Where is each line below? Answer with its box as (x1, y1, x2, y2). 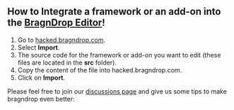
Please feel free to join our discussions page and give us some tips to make (7, 87, 228, 95)
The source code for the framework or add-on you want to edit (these (17, 50, 221, 59)
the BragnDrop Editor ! (7, 17, 106, 29)
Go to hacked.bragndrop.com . (17, 35, 106, 44)
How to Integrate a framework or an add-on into (7, 6, 221, 18)
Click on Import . (17, 73, 66, 82)
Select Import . (17, 43, 60, 52)
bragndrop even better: (7, 94, 76, 103)
